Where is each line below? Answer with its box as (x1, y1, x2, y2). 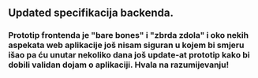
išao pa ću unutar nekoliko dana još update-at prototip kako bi (8, 50, 250, 61)
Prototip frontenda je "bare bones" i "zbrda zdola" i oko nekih (8, 30, 249, 41)
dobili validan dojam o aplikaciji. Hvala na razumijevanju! (8, 59, 230, 70)
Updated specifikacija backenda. (8, 6, 174, 20)
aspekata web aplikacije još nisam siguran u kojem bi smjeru (8, 39, 245, 50)
